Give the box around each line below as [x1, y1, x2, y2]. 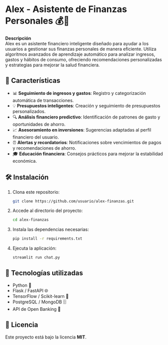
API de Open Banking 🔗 [12, 306, 61, 312]
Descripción [5, 35, 32, 41]
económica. [12, 158, 37, 164]
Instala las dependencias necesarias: [12, 226, 89, 233]
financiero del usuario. [12, 134, 59, 140]
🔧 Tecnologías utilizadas [5, 269, 83, 277]
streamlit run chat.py [12, 255, 60, 260]
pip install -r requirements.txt [12, 236, 83, 242]
